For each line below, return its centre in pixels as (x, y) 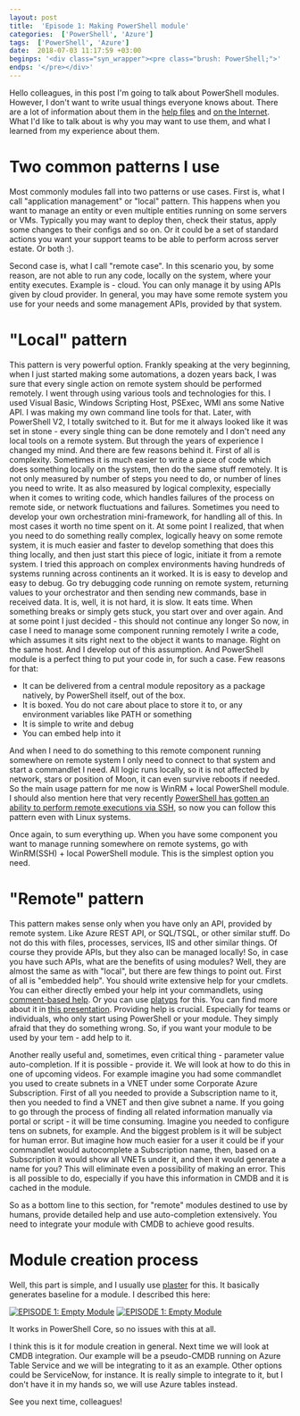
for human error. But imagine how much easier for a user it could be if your (146, 1140)
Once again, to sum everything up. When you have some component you (144, 834)
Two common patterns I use (115, 167)
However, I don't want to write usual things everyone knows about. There (144, 102)
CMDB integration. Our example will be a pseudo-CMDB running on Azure (145, 1355)
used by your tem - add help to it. (71, 1037)
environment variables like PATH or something (107, 714)
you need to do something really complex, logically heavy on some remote (146, 535)
